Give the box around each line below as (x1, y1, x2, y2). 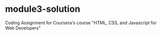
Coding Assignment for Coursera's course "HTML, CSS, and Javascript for (5, 20, 157, 26)
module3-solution (5, 3, 80, 15)
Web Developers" (5, 25, 41, 31)
